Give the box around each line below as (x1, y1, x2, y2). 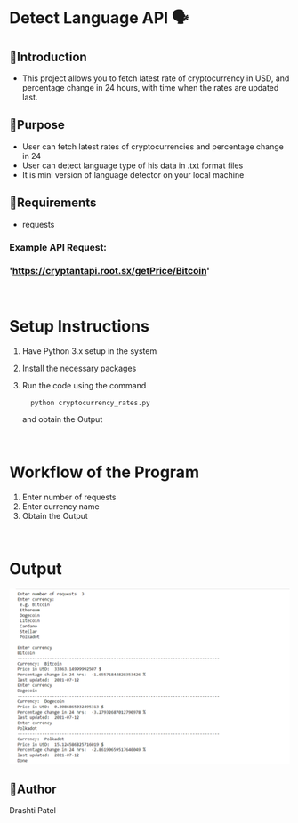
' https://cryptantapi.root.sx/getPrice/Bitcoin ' (9, 265, 211, 277)
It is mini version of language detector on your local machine (21, 169, 245, 180)
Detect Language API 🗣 (9, 8, 189, 28)
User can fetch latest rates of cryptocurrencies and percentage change (21, 140, 285, 152)
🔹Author (9, 782, 57, 797)
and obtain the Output (21, 413, 103, 424)
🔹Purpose (9, 117, 65, 132)
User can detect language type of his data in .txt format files (21, 160, 244, 171)
